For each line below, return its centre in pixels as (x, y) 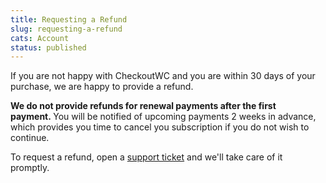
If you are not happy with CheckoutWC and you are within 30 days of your (163, 76)
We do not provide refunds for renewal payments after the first (143, 106)
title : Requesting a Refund (69, 19)
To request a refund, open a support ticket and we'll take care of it (146, 157)
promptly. (30, 168)
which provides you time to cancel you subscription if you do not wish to (160, 127)
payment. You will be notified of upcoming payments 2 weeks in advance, (163, 117)
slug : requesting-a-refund (66, 29)
